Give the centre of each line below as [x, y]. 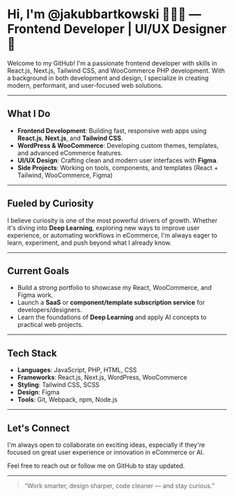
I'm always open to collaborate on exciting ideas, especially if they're [106, 445]
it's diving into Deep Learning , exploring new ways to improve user [103, 228]
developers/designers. [49, 310]
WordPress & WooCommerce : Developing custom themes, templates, [118, 145]
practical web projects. [50, 325]
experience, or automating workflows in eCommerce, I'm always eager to [112, 235]
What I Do [29, 114]
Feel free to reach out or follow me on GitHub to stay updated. [96, 466]
